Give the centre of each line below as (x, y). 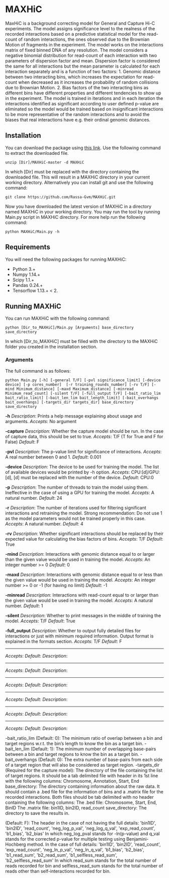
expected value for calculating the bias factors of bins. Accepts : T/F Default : (84, 539)
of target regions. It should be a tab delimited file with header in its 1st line (82, 776)
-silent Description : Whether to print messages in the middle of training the (83, 615)
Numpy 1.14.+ (26, 274)
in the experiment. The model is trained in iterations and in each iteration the (84, 98)
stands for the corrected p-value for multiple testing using (65, 839)
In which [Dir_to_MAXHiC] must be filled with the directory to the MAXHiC (81, 341)
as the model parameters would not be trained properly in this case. (75, 518)
